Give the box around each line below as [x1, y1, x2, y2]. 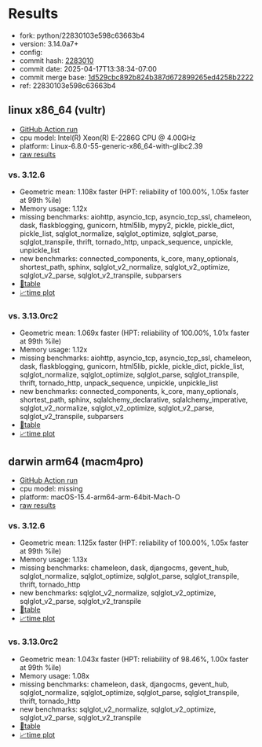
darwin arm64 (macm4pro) [8, 454, 144, 468]
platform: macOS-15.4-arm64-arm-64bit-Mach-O [19, 492, 180, 502]
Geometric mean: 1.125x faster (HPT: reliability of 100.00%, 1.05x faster [19, 538, 249, 547]
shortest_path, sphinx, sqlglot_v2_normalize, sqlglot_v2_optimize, [19, 263, 230, 272]
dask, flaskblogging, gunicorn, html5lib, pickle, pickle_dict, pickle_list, [19, 362, 245, 371]
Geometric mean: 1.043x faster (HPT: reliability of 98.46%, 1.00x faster [19, 654, 249, 664]
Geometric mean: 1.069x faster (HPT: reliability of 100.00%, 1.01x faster [19, 328, 249, 338]
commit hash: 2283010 [19, 56, 94, 65]
